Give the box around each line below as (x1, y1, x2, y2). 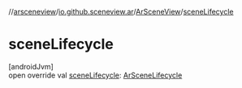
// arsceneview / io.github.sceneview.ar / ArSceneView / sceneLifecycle (8, 7, 234, 16)
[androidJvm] (8, 61, 54, 71)
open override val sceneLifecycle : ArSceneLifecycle (8, 70, 183, 80)
